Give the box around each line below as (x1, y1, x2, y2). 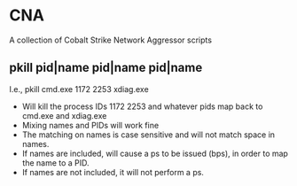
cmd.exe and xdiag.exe (21, 110, 107, 120)
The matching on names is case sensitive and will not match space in (21, 129, 276, 140)
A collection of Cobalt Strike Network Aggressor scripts (9, 35, 213, 45)
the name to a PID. (21, 157, 90, 168)
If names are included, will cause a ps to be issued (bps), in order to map (21, 148, 288, 159)
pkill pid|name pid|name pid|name (9, 60, 203, 75)
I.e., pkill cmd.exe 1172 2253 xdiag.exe (9, 83, 149, 94)
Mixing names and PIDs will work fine (21, 120, 160, 130)
